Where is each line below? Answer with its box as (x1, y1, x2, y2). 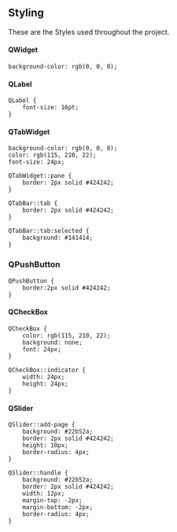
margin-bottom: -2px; (22, 504, 93, 512)
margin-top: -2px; (22, 497, 83, 504)
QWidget (8, 45, 38, 54)
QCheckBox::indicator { (8, 366, 87, 374)
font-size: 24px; (8, 158, 65, 166)
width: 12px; (22, 490, 65, 498)
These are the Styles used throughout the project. (8, 27, 170, 36)
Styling (8, 6, 45, 20)
